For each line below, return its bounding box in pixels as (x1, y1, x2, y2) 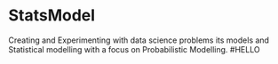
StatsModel (8, 5, 95, 26)
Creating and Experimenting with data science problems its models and (8, 35, 270, 45)
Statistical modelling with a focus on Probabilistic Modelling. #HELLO (8, 44, 260, 54)
